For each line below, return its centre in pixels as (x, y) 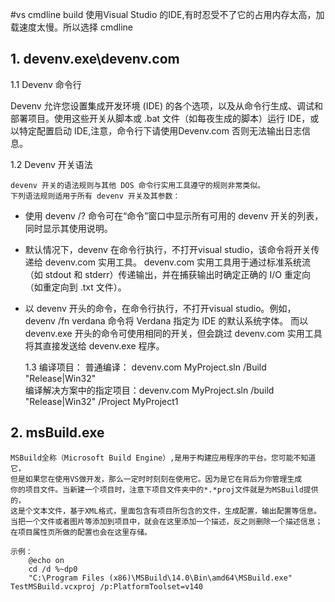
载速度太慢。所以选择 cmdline (71, 27)
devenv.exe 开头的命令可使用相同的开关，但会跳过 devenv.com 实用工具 (173, 333)
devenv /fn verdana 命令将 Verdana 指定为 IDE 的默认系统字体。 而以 (166, 320)
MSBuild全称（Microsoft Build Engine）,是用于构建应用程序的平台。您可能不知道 (163, 458)
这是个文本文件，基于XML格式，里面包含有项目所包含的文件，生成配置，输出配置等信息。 (166, 511)
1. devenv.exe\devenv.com (95, 59)
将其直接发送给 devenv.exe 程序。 (94, 345)
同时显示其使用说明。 (68, 228)
